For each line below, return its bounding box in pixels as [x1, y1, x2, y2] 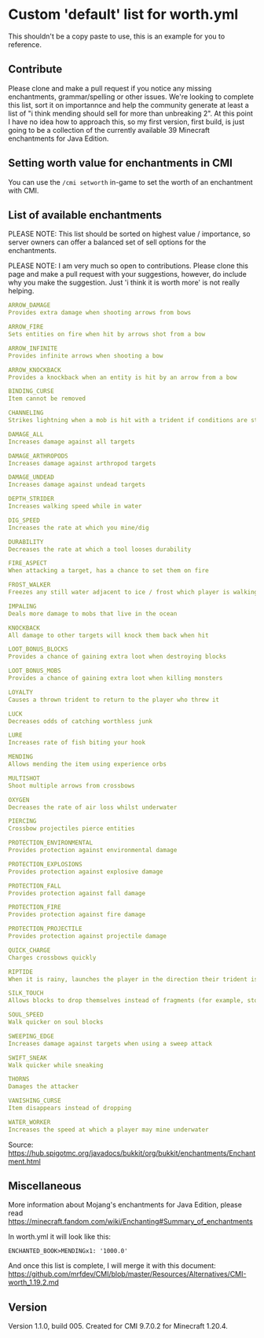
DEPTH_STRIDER [8, 495, 55, 503]
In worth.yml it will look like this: [8, 1232, 112, 1241]
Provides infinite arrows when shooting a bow [8, 351, 163, 359]
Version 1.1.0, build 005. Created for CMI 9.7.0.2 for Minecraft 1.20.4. [8, 1321, 228, 1331]
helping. [8, 286, 35, 296]
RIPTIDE [8, 968, 34, 976]
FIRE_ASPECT [8, 560, 47, 568]
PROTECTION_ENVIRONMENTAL [8, 839, 93, 847]
